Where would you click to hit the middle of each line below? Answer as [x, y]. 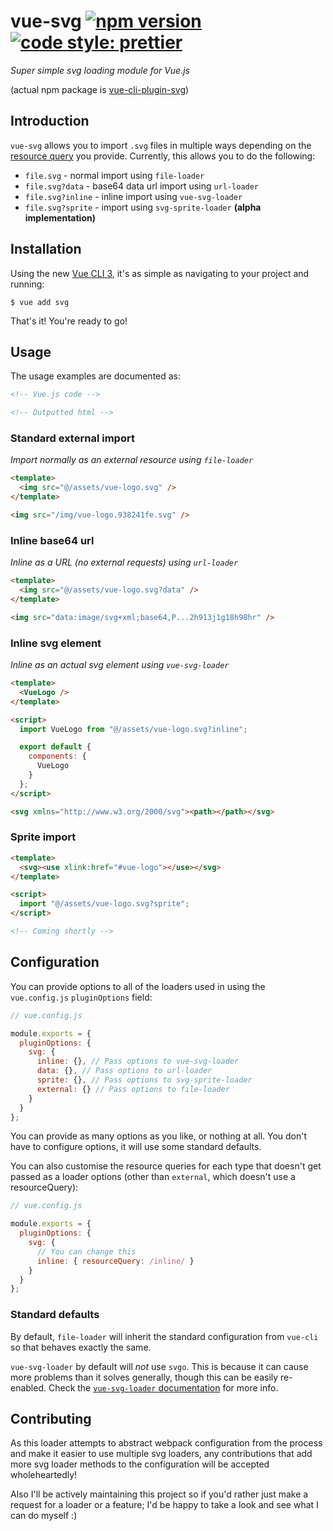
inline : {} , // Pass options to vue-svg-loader [138, 1061]
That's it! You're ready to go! [69, 321]
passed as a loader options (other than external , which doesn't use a [153, 1177]
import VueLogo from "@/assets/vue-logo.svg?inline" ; [133, 729]
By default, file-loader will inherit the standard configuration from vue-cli [164, 1336]
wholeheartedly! [44, 1475]
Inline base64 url [52, 540]
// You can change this [86, 1251]
